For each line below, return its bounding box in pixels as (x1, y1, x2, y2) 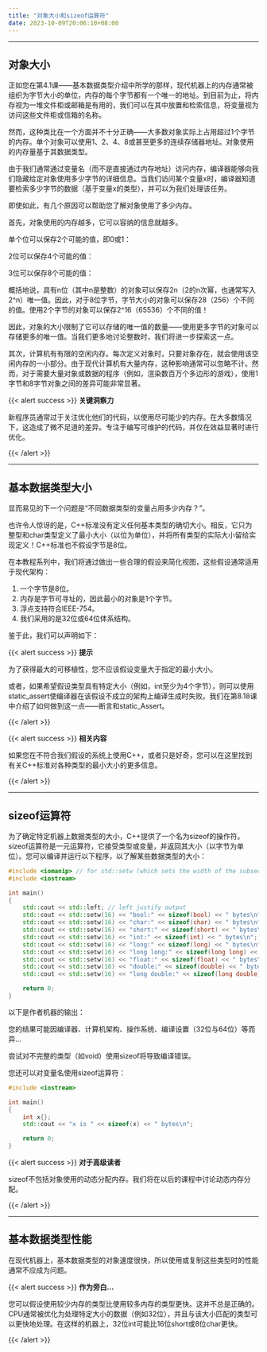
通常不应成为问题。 (8, 1265, 72, 1275)
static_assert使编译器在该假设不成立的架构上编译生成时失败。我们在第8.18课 (8, 691, 257, 701)
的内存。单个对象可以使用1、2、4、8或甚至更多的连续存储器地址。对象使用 (8, 137, 254, 147)
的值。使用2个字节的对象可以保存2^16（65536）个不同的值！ (8, 305, 209, 315)
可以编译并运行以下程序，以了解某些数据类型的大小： (32, 851, 207, 861)
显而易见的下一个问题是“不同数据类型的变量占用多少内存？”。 (8, 503, 210, 513)
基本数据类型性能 (8, 1233, 92, 1246)
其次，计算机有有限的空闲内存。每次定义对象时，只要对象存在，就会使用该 (8, 349, 252, 359)
